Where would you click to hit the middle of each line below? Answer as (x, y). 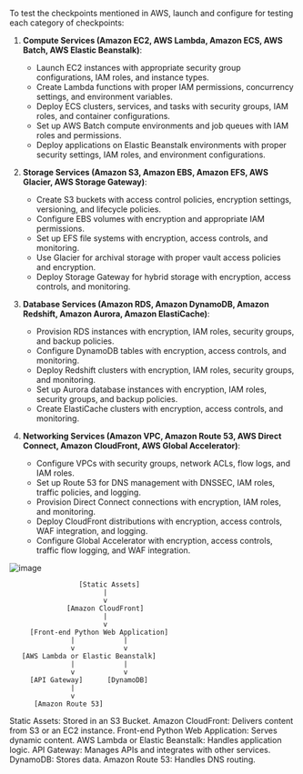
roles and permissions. (79, 135)
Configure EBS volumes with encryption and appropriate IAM (151, 219)
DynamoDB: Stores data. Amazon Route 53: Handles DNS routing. (133, 759)
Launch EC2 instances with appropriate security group (138, 68)
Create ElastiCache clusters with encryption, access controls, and (160, 409)
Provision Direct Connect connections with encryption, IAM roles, (159, 502)
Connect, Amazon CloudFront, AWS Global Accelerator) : (131, 446)
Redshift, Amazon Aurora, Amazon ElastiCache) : (116, 314)
